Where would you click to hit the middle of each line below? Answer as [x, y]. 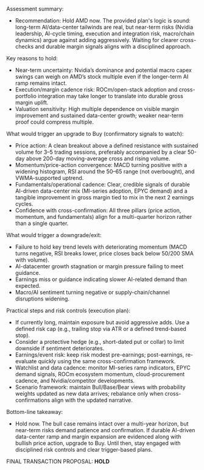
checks [24, 46]
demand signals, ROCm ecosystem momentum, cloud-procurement [100, 374]
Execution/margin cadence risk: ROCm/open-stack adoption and [96, 90]
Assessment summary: [35, 9]
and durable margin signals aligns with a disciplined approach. [113, 46]
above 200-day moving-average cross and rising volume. [98, 158]
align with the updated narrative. [92, 400]
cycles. [24, 204]
